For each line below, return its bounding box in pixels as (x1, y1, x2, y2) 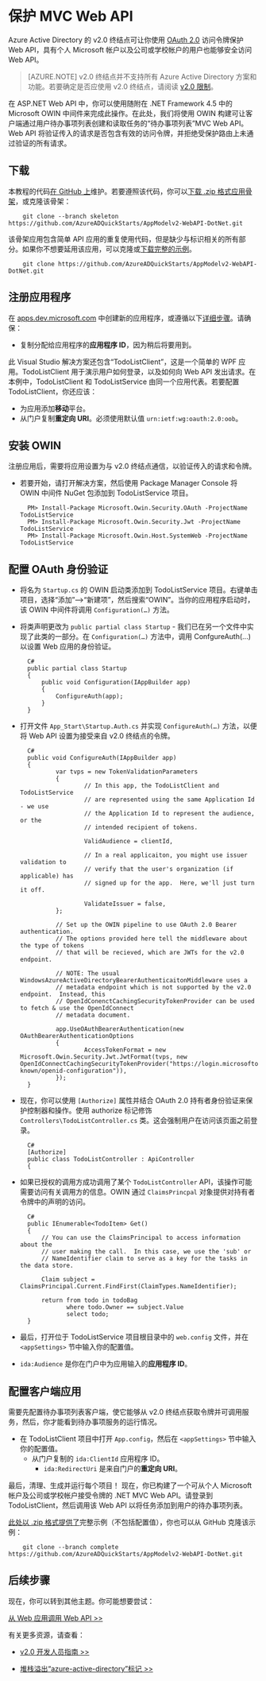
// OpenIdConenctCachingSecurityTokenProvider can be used (55, 997, 256, 1005)
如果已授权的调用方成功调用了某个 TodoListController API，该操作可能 (19, 1177, 253, 1187)
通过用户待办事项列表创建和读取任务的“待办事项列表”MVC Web (21, 118, 229, 128)
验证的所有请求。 (14, 138, 71, 148)
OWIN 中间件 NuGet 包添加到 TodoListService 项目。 (19, 488, 193, 498)
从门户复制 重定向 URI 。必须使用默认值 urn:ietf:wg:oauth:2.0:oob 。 (19, 413, 243, 423)
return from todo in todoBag (40, 1296, 138, 1304)
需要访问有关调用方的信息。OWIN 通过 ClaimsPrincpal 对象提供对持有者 (19, 1187, 256, 1197)
